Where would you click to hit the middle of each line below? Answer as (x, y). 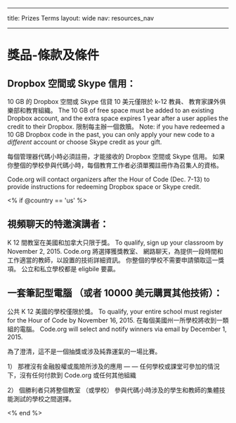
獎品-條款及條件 (53, 55)
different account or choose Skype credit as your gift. (85, 142)
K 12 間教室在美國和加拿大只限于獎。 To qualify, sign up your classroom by (115, 242)
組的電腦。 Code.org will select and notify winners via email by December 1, (117, 329)
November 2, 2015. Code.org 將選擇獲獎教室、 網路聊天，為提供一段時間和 (115, 251)
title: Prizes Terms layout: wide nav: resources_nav (81, 18)
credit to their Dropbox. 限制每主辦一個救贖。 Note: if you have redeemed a (116, 126)
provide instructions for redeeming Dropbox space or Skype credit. (104, 187)
